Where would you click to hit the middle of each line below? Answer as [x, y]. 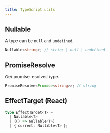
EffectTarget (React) [36, 101]
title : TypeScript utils [30, 9]
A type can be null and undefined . [39, 41]
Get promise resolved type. [32, 77]
